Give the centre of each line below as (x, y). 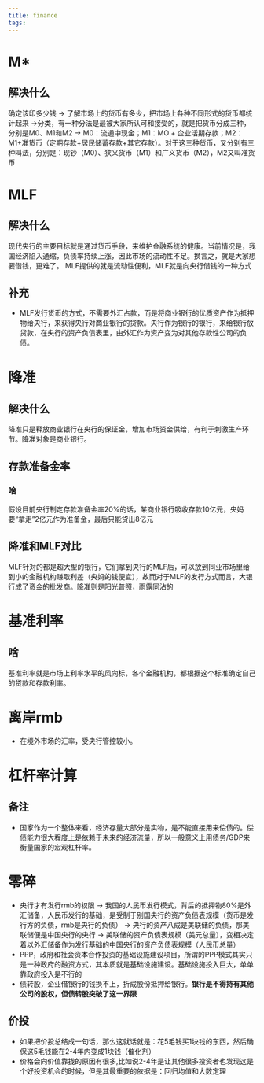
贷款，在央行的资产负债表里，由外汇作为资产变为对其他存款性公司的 (130, 333)
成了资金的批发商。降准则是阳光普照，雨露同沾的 (94, 586)
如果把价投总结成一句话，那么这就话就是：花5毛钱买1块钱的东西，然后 (133, 1041)
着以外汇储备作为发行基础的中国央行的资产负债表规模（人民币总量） (130, 944)
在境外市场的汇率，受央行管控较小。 (78, 741)
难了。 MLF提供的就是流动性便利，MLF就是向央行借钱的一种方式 (147, 265)
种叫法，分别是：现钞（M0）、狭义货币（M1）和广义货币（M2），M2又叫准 (128, 152)
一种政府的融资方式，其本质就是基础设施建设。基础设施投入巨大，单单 (140, 964)
